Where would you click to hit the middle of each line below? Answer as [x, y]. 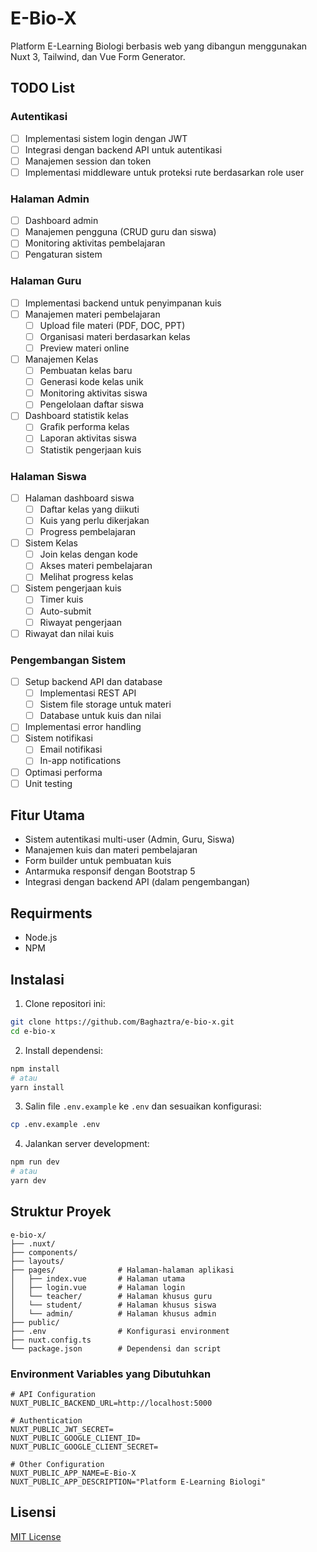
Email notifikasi [71, 749]
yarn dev [28, 1181]
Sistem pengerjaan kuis [73, 588]
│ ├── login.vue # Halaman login [98, 1287]
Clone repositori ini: [65, 1004]
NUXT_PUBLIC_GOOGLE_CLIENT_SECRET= [84, 1447]
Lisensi [33, 1512]
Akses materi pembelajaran [96, 566]
